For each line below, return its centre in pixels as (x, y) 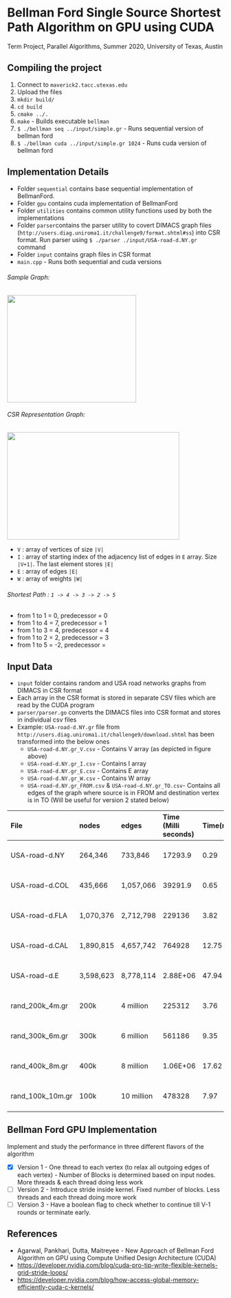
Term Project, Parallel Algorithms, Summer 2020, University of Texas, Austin (115, 46)
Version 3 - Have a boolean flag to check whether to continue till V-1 (114, 1204)
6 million (135, 1035)
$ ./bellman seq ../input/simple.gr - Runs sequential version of (110, 128)
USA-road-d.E (35, 975)
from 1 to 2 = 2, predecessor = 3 (63, 638)
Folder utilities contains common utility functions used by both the (114, 210)
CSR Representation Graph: (46, 415)
